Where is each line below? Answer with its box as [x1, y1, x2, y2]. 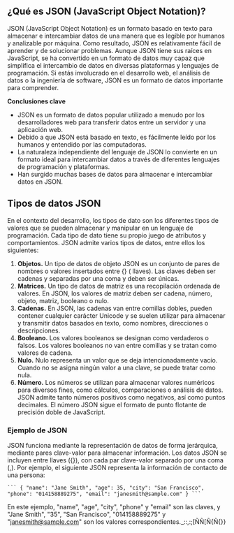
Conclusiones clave [7, 97, 66, 105]
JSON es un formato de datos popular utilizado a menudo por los [17, 110, 205, 119]
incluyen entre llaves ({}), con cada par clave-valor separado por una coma [7, 455, 224, 464]
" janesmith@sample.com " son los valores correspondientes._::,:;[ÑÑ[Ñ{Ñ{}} [7, 517, 226, 526]
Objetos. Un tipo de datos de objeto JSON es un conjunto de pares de [17, 259, 220, 268]
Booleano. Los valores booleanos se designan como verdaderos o [17, 333, 210, 342]
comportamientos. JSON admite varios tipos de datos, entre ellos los [7, 238, 205, 247]
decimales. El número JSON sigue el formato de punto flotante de [17, 400, 207, 409]
